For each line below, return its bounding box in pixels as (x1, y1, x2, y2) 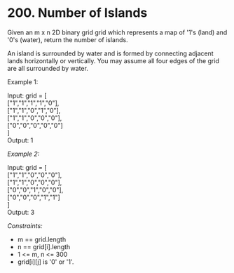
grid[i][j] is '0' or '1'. (17, 258, 74, 266)
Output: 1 (7, 135, 34, 145)
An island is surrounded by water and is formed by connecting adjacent (7, 49, 214, 58)
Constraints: (7, 221, 43, 229)
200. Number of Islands (7, 5, 148, 21)
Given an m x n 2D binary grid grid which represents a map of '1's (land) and (7, 28, 228, 36)
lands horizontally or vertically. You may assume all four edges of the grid (7, 56, 219, 65)
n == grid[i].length (17, 242, 71, 251)
